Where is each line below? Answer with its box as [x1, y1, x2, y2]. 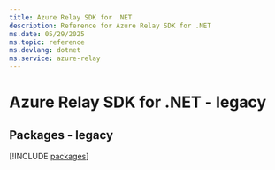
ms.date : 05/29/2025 [9, 29, 86, 38]
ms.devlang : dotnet [9, 46, 81, 55]
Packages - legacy [9, 127, 113, 143]
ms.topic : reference [9, 37, 86, 47]
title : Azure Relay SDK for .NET [9, 12, 133, 22]
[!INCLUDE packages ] [9, 151, 89, 161]
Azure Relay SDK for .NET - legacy [9, 92, 267, 112]
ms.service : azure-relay [9, 54, 101, 63]
